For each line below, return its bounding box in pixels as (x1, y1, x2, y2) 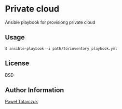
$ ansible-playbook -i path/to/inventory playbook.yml (5, 46, 118, 51)
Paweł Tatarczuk (5, 99, 38, 105)
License (5, 59, 29, 68)
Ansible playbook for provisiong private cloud (5, 19, 95, 25)
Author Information (5, 86, 64, 94)
